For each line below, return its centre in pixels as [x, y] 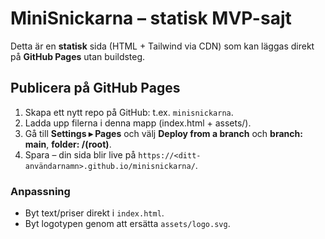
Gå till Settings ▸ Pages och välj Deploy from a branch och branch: [163, 133]
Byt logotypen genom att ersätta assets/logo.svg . [127, 224]
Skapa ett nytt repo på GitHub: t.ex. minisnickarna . [129, 112]
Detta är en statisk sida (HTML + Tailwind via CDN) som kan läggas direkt [162, 46]
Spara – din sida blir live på [80, 154]
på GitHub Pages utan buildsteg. [78, 56]
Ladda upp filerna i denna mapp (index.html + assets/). [138, 123]
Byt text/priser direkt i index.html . [94, 213]
